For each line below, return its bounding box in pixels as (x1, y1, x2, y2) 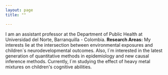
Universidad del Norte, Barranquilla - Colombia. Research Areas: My (5, 36, 151, 43)
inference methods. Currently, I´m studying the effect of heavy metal (5, 58, 151, 64)
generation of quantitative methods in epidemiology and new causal (5, 52, 149, 59)
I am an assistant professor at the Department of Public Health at (5, 31, 143, 37)
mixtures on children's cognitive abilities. (5, 64, 92, 70)
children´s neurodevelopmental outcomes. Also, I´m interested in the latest (5, 47, 163, 53)
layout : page (5, 7, 33, 13)
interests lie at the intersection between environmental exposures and (5, 42, 153, 48)
